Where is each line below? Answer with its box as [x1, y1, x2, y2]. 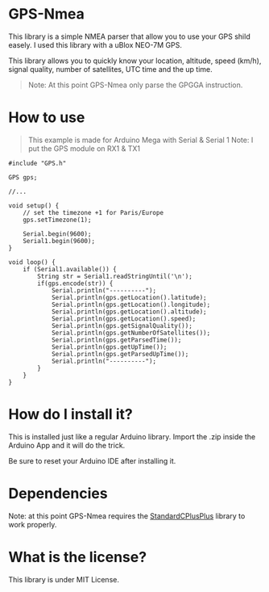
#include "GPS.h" [8, 159, 67, 167]
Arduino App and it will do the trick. [8, 440, 126, 450]
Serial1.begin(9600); [23, 237, 95, 245]
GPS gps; [8, 173, 38, 182]
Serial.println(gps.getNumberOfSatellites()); [51, 329, 211, 337]
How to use [8, 108, 85, 127]
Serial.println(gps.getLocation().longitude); [51, 300, 211, 309]
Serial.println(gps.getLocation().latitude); [51, 293, 207, 301]
